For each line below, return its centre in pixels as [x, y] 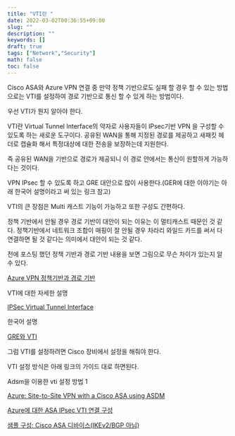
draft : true [25, 47]
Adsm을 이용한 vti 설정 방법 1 [47, 381]
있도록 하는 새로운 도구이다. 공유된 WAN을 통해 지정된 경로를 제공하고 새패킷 [112, 135]
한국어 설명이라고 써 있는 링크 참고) [63, 191]
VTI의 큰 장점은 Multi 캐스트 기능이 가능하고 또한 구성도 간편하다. [96, 206]
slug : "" [20, 27]
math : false [25, 60]
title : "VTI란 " [31, 14]
